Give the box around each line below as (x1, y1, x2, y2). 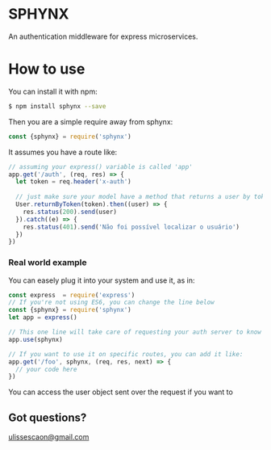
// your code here (15, 365, 78, 373)
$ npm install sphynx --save (8, 102, 106, 110)
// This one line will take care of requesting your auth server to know (8, 328, 262, 336)
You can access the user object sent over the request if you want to (8, 387, 234, 397)
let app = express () (8, 313, 78, 322)
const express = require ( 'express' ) (8, 291, 135, 299)
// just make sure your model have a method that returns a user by (15, 193, 251, 201)
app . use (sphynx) (8, 335, 63, 343)
